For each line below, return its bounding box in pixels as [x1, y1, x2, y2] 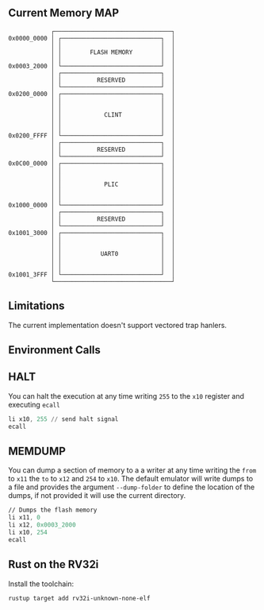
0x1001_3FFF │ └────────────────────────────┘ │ [8, 270, 176, 279]
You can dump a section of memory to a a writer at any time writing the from [8, 465, 257, 475]
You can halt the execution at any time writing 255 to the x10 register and [8, 391, 244, 400]
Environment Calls [8, 343, 101, 357]
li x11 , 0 [8, 514, 41, 522]
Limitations [8, 299, 65, 313]
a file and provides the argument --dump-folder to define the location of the [8, 482, 255, 492]
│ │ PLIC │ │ [50, 180, 176, 188]
